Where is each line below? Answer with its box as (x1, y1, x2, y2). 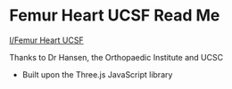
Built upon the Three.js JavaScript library (21, 69, 173, 80)
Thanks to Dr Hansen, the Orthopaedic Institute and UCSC (9, 52, 224, 62)
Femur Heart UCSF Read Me (9, 5, 220, 26)
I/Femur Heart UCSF (9, 35, 84, 45)
